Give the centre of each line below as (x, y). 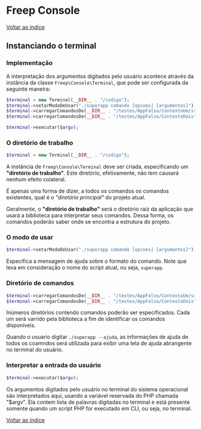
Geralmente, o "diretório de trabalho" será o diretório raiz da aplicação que (100, 209)
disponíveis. (21, 325)
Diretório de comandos (40, 283)
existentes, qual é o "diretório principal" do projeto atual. (76, 197)
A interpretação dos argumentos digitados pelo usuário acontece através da (100, 76)
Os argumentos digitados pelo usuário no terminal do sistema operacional (97, 389)
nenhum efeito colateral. (36, 179)
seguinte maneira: (28, 89)
